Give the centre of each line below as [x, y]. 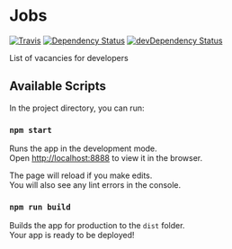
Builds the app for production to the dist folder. [97, 226]
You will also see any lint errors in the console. [95, 185]
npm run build [40, 207]
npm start [31, 130]
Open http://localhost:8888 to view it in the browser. [106, 158]
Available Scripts [58, 86]
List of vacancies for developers [69, 58]
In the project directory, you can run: [77, 108]
